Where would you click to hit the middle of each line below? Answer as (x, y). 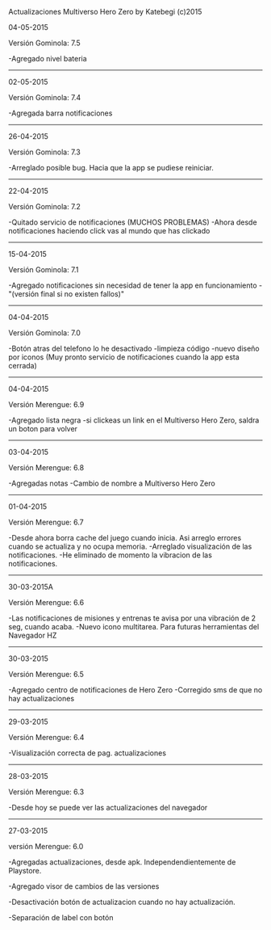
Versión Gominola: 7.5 (44, 43)
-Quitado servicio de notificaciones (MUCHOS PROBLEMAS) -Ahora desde (133, 222)
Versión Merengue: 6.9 (46, 404)
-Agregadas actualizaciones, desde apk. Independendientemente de (122, 862)
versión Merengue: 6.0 (46, 846)
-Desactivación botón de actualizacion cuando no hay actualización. (122, 902)
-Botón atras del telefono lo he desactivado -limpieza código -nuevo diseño (134, 348)
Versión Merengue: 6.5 (46, 674)
